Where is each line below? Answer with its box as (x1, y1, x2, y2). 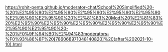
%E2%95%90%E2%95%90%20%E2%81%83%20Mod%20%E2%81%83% (5, 15, 163, 20)
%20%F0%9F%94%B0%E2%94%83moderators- (5, 31, 109, 36)
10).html (5, 41, 22, 47)
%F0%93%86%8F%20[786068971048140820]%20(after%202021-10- (5, 36, 153, 42)
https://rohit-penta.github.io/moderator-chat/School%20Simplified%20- (5, 4, 154, 10)
